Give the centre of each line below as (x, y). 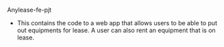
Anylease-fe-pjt (29, 10)
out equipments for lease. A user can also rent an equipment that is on (116, 30)
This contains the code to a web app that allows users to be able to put (117, 23)
